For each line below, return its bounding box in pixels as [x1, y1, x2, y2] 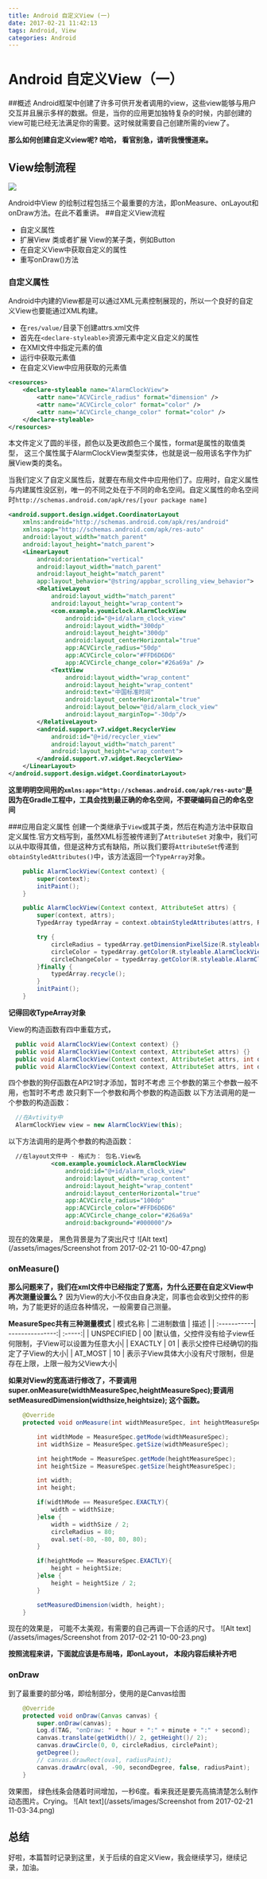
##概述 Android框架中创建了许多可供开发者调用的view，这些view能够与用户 [8, 99, 257, 108]
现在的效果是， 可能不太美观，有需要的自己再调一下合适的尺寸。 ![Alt [8, 1624, 234, 1633]
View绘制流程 [8, 161, 76, 174]
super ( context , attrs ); [37, 911, 115, 919]
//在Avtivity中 [15, 1114, 64, 1122]
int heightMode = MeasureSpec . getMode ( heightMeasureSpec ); [37, 1454, 237, 1463]
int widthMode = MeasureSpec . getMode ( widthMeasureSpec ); [37, 1433, 229, 1441]
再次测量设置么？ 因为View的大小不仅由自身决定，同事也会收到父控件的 [8, 1292, 242, 1302]
